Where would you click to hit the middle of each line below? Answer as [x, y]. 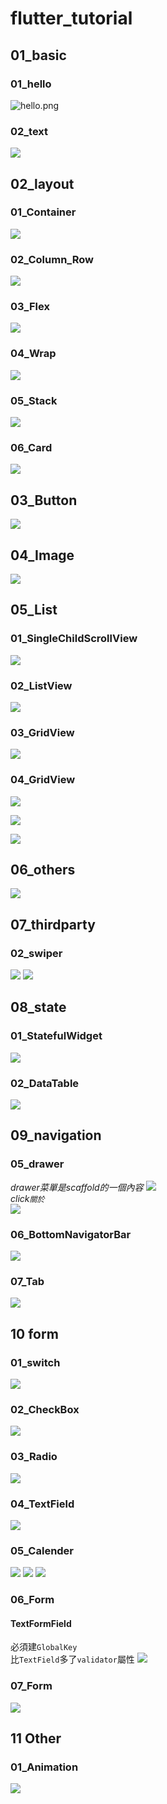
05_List [34, 610]
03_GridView [42, 732]
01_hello [31, 84]
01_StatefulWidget [56, 1036]
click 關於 [27, 1198]
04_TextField [42, 1504]
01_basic [38, 55]
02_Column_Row [52, 259]
